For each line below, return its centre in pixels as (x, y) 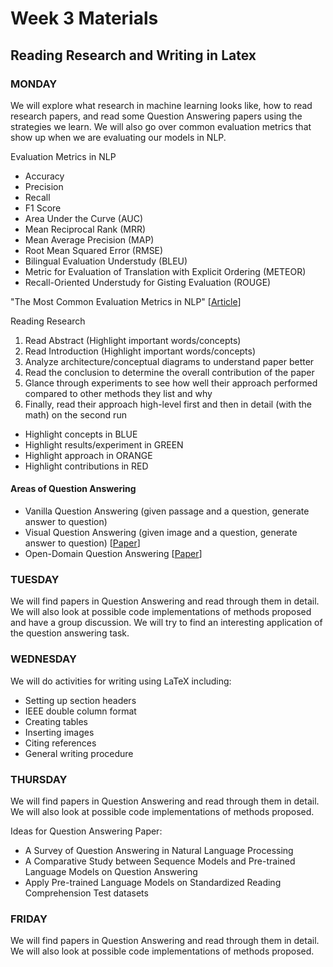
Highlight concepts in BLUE (81, 434)
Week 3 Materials (84, 18)
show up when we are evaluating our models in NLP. (118, 137)
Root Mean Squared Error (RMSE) (94, 250)
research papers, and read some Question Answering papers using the (156, 116)
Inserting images (59, 732)
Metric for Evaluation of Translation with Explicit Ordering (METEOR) (165, 271)
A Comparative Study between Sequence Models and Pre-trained (160, 861)
